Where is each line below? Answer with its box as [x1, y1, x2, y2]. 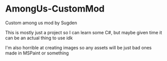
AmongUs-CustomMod [5, 3, 105, 15]
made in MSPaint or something [5, 50, 69, 56]
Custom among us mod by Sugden [5, 20, 77, 26]
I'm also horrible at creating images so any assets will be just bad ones [5, 44, 152, 50]
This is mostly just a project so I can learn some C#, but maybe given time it [5, 29, 162, 35]
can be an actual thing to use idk [5, 35, 73, 41]
